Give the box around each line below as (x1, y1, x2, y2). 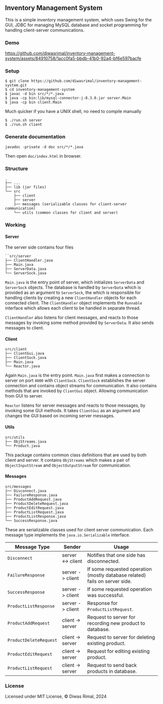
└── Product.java (5, 443, 40, 448)
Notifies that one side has (87, 552, 146, 559)
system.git (5, 83, 27, 88)
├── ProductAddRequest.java (5, 497, 62, 502)
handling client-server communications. (5, 27, 85, 33)
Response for (87, 599, 118, 606)
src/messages (5, 484, 32, 489)
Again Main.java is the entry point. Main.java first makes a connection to (5, 372, 150, 379)
